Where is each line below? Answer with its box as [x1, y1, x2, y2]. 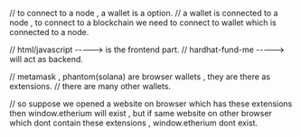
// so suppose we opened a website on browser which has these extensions [9, 98, 293, 109]
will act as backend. [9, 54, 84, 64]
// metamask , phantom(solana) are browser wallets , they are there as [9, 71, 271, 82]
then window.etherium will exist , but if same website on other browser [9, 108, 273, 118]
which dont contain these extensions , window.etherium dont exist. [9, 117, 259, 128]
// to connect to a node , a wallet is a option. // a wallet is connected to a [9, 8, 278, 18]
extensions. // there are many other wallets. [9, 81, 172, 91]
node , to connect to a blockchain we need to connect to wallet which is [9, 17, 277, 28]
